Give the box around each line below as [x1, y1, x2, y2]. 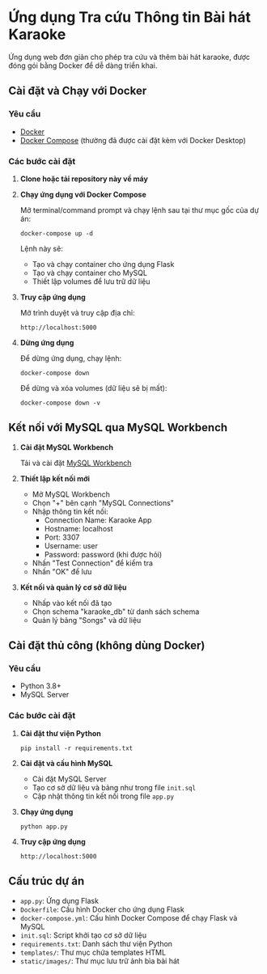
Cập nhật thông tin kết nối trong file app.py [32, 791, 175, 801]
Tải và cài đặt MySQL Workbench [19, 458, 132, 468]
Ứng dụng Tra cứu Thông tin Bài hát [8, 8, 251, 27]
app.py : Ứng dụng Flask [19, 896, 100, 905]
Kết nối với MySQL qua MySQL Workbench [8, 421, 228, 434]
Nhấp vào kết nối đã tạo [32, 598, 112, 608]
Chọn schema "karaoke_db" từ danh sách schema [32, 607, 200, 616]
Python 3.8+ [19, 681, 62, 691]
